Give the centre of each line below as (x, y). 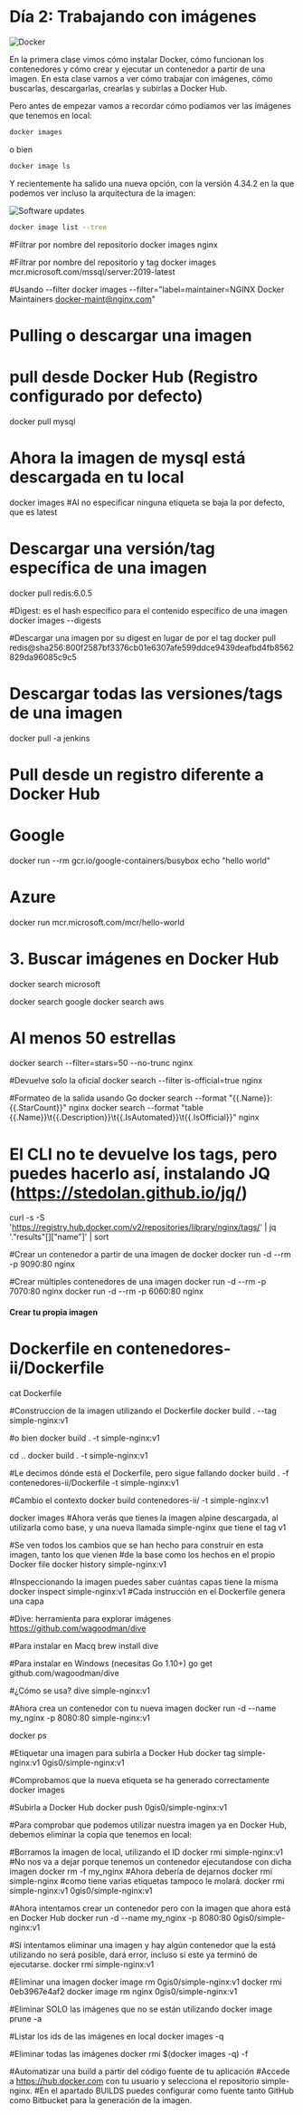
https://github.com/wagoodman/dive (78, 1628)
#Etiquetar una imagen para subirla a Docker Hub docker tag (123, 1752)
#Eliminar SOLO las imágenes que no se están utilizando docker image (141, 2009)
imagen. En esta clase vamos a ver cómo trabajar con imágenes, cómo (141, 78)
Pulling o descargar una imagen (131, 335)
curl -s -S (27, 1218)
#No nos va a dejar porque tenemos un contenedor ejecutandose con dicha (151, 1861)
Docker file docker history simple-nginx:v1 (88, 1564)
